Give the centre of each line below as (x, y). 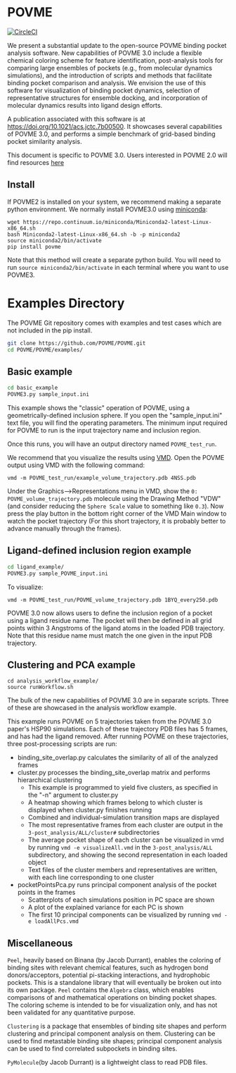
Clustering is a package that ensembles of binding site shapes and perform (117, 1027)
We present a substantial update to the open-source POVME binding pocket (117, 45)
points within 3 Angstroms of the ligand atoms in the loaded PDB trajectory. (116, 628)
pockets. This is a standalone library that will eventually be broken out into (114, 983)
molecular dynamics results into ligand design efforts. (85, 105)
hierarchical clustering (50, 780)
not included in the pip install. (50, 330)
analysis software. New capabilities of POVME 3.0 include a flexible (105, 53)
